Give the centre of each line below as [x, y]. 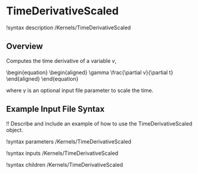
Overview [25, 46]
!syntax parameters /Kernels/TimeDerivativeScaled [69, 141]
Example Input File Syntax [55, 109]
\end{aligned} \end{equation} [42, 78]
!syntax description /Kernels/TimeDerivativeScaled [69, 28]
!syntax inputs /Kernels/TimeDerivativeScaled [62, 153]
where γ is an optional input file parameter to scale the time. [80, 90]
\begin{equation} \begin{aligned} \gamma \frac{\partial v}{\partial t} [90, 72]
